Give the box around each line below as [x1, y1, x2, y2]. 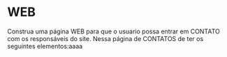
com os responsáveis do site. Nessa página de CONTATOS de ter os [7, 34, 204, 42]
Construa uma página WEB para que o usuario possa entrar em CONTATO [7, 27, 220, 35]
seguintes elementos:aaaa [7, 42, 83, 50]
